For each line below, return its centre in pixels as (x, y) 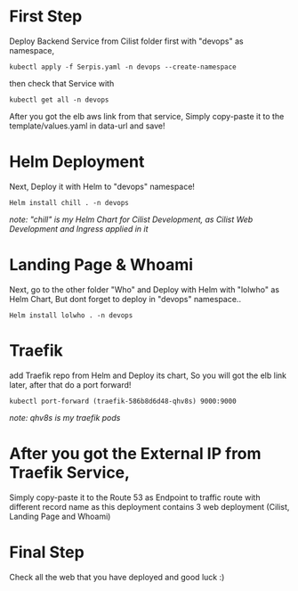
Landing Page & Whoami (101, 265)
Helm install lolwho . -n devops (71, 315)
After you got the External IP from (135, 453)
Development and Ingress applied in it (79, 228)
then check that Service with (62, 83)
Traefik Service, (70, 472)
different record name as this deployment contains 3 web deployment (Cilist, (149, 506)
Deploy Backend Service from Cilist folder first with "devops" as (126, 41)
